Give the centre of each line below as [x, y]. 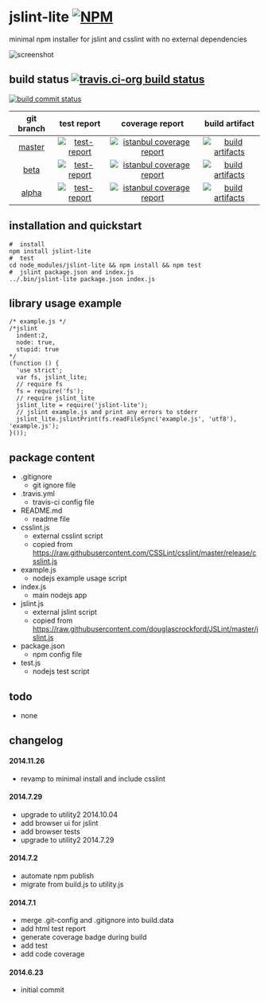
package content [52, 457]
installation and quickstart [76, 226]
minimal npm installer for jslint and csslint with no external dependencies [128, 39]
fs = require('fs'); [50, 391]
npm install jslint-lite [50, 251]
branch [32, 128]
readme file [51, 519]
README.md [41, 510]
